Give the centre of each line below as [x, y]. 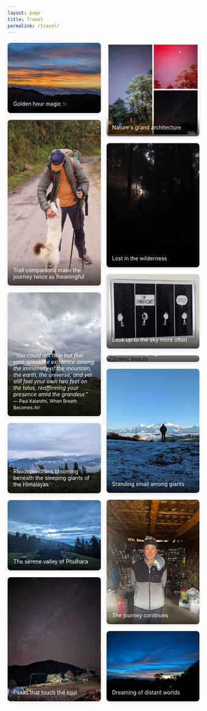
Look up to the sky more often [149, 340]
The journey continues [140, 615]
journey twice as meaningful [49, 276]
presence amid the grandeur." [51, 395]
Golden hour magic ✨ [40, 104]
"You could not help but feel [48, 356]
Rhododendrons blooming [46, 472]
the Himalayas [31, 484]
